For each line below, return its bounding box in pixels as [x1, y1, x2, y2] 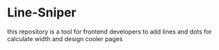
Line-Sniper [7, 5, 77, 21]
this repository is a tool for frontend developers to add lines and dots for [7, 27, 212, 36]
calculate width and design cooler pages [7, 34, 123, 42]
